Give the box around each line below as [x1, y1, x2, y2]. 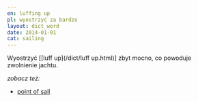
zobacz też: [7, 74, 40, 82]
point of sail [16, 88, 51, 96]
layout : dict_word [7, 22, 59, 29]
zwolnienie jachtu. [7, 61, 58, 69]
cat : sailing [7, 35, 44, 42]
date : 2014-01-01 [7, 29, 57, 36]
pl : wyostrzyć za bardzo [7, 16, 78, 23]
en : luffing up [7, 10, 51, 17]
